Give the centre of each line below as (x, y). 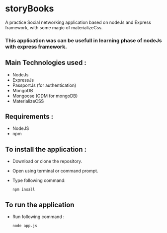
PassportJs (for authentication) (44, 85)
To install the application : (46, 149)
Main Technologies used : (46, 63)
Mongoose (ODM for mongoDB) (45, 96)
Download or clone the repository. (47, 161)
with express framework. (36, 47)
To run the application (40, 204)
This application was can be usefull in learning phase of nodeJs (83, 40)
